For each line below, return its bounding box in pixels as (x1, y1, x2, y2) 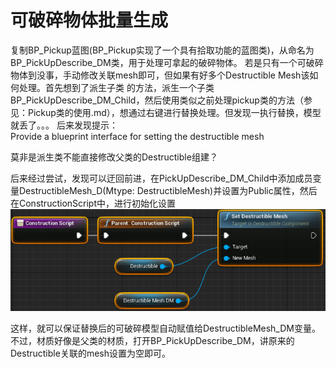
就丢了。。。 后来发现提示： (10, 119, 118, 131)
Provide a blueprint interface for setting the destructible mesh (10, 130, 265, 142)
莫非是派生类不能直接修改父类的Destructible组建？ (10, 151, 218, 163)
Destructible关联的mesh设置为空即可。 (10, 347, 171, 359)
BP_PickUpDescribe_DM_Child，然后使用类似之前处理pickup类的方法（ (10, 94, 304, 106)
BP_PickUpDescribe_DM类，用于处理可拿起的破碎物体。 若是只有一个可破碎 (10, 56, 324, 68)
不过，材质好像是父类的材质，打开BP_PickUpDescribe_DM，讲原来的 (10, 334, 295, 346)
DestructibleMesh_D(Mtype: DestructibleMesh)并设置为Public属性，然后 (18, 184, 318, 196)
